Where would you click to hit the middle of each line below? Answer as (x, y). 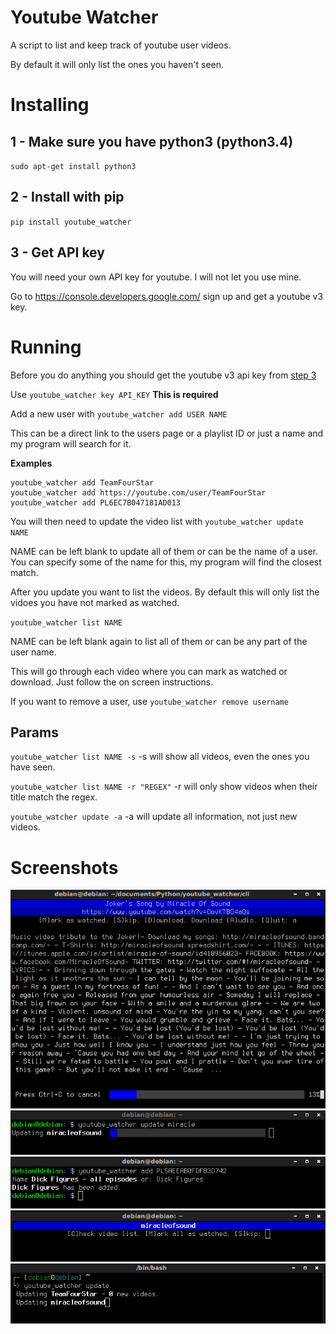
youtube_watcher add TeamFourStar (82, 482)
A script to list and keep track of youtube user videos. (121, 45)
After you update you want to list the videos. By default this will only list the (165, 592)
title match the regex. (54, 797)
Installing (50, 105)
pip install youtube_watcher (71, 222)
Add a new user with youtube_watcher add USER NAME (119, 413)
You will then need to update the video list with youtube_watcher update (157, 521)
